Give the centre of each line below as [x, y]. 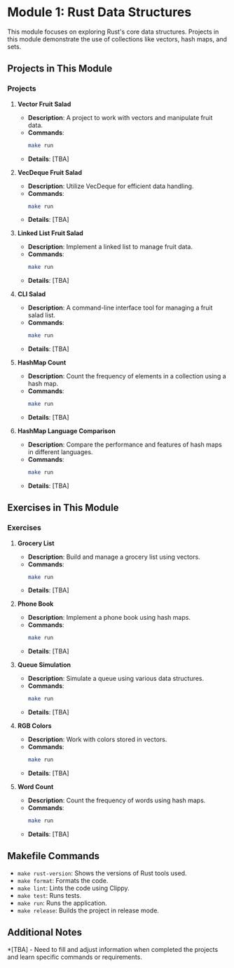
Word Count [35, 787]
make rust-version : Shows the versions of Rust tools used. [102, 873]
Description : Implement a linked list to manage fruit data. [110, 247]
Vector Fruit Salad [44, 104]
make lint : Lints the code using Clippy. [73, 888]
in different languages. [60, 452]
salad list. [42, 315]
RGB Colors [34, 726]
